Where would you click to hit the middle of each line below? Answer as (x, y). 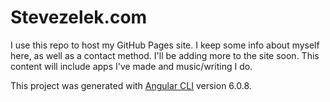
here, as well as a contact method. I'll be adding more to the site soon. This (165, 55)
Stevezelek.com (79, 17)
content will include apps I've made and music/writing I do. (131, 66)
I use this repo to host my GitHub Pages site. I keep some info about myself (165, 45)
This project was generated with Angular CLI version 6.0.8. (131, 85)
